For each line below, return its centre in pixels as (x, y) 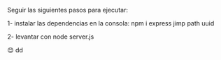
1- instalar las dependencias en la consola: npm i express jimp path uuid (111, 23)
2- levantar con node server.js (51, 37)
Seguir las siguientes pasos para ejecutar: (67, 10)
